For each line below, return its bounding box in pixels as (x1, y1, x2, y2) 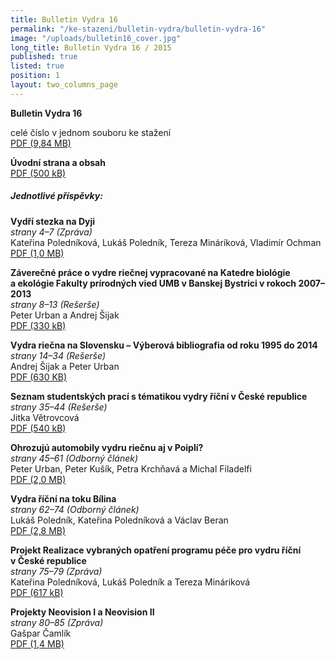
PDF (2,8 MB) (10, 524, 67, 536)
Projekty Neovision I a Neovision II (10, 606, 155, 618)
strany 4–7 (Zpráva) (10, 226, 93, 238)
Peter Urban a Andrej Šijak (10, 309, 120, 321)
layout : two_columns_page (10, 80, 118, 90)
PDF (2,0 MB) (10, 473, 67, 485)
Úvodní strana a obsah (10, 156, 106, 168)
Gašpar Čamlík (10, 627, 72, 639)
